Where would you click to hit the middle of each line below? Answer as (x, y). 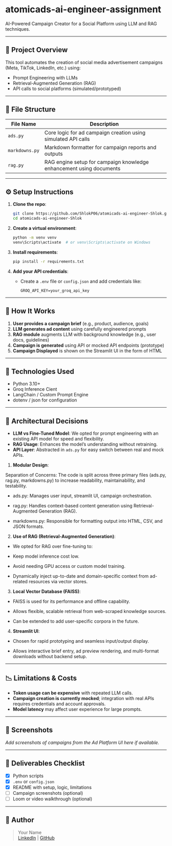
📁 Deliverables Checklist (45, 763)
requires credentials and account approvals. (59, 704)
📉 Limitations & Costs (41, 678)
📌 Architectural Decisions (47, 421)
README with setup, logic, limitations (52, 787)
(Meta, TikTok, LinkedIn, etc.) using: (43, 68)
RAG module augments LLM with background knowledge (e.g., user (84, 334)
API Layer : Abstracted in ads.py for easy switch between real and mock (88, 450)
